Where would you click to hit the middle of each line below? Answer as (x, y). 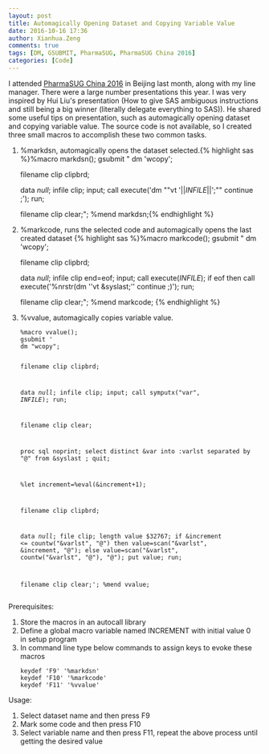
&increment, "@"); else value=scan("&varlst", (99, 551)
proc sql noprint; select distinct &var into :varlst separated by (135, 452)
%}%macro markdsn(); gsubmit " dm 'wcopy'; (96, 158)
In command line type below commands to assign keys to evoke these (136, 648)
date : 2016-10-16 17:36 (48, 31)
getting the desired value (61, 741)
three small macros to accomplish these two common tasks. (108, 134)
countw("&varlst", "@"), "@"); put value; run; (101, 558)
